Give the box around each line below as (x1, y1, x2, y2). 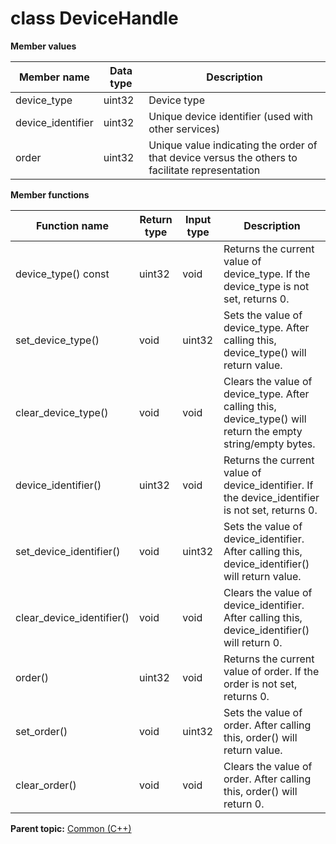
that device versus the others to (148, 150, 298, 164)
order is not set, (223, 677, 298, 691)
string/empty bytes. (223, 437, 316, 451)
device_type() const (15, 267, 110, 281)
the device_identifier (223, 490, 320, 504)
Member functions (10, 188, 90, 201)
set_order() (15, 724, 68, 738)
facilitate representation (148, 163, 261, 177)
